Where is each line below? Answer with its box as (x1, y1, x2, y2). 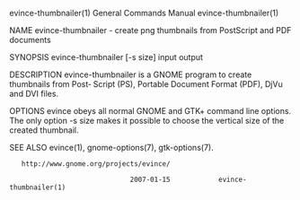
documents (9, 35, 51, 45)
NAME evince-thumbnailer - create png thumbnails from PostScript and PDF (9, 25, 292, 35)
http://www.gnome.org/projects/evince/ (21, 160, 171, 169)
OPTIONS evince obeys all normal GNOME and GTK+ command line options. (9, 106, 292, 116)
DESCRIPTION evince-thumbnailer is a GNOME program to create (9, 69, 252, 80)
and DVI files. (9, 89, 59, 99)
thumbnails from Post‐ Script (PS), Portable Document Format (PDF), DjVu (9, 79, 283, 89)
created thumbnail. (9, 125, 79, 135)
